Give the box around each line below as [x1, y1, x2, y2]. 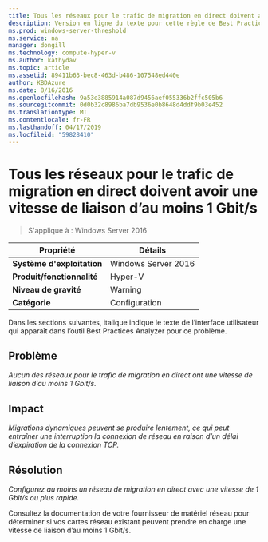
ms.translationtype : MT [8, 109, 88, 117]
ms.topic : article [8, 64, 69, 72]
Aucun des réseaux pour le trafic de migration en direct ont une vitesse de [8, 370, 253, 380]
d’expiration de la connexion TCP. [8, 440, 120, 450]
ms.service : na [8, 34, 59, 42]
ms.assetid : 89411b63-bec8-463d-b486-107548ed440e [8, 71, 180, 79]
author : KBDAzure [8, 78, 66, 86]
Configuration [110, 297, 162, 308]
